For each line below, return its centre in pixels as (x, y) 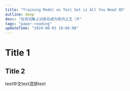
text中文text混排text (26, 84)
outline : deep (20, 14)
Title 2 (15, 71)
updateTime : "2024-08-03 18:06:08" (42, 28)
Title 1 (18, 53)
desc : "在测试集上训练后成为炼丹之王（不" (44, 19)
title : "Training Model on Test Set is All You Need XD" (65, 10)
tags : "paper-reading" (29, 24)
